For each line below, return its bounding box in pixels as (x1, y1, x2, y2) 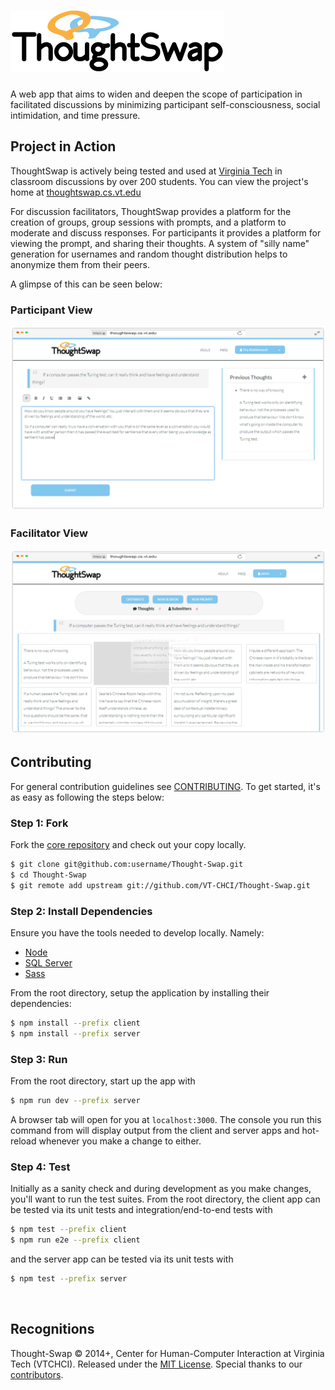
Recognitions (10, 1321, 95, 1338)
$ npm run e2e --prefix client (10, 1235, 141, 1245)
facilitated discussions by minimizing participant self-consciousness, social (10, 98, 321, 110)
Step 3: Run (10, 1052, 68, 1066)
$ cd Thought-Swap (10, 870, 87, 880)
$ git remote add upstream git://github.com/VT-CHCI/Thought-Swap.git (10, 880, 311, 890)
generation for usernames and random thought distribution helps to (10, 248, 288, 260)
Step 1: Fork (10, 816, 69, 830)
